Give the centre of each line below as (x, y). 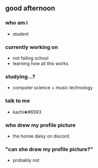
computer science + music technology (53, 88)
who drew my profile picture (40, 125)
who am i (16, 23)
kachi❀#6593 (27, 112)
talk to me (18, 101)
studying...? (20, 77)
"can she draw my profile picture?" (49, 149)
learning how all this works (40, 63)
